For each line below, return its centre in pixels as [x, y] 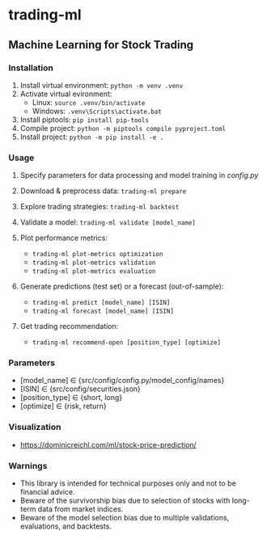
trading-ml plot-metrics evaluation [94, 272]
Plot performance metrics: [64, 238]
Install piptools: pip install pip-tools [85, 120]
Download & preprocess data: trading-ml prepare [103, 191]
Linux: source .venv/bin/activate [89, 102]
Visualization [35, 427]
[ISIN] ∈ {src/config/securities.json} [81, 389]
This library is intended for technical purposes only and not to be [128, 483]
